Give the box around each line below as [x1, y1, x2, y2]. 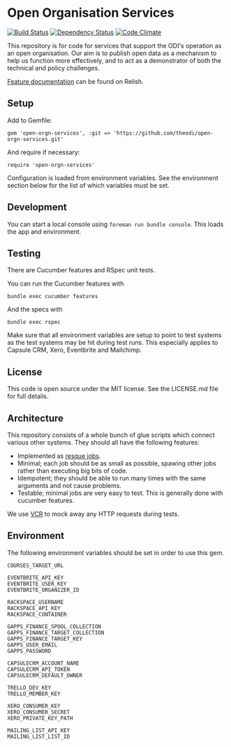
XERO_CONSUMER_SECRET [7, 709, 70, 716]
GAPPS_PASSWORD [7, 647, 52, 654]
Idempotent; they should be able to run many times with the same [17, 474, 207, 482]
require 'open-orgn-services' [7, 161, 96, 168]
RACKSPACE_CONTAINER [7, 611, 68, 618]
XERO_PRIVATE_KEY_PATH [7, 714, 73, 722]
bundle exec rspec [7, 319, 61, 326]
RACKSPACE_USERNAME [7, 598, 64, 605]
